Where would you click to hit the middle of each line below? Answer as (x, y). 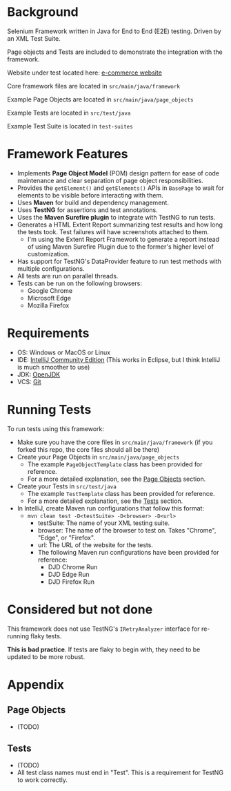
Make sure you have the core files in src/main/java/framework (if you (115, 442)
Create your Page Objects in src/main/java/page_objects (98, 457)
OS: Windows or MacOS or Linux (64, 352)
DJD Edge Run (69, 574)
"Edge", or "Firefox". (66, 537)
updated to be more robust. (46, 656)
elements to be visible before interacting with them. (90, 195)
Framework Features (68, 154)
